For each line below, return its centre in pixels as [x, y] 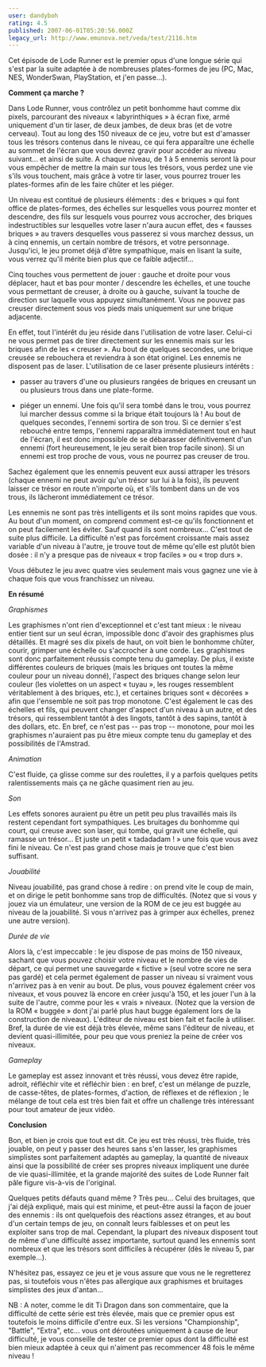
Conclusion [28, 1125]
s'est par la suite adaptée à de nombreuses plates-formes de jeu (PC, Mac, [131, 69]
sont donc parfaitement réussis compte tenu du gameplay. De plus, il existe [131, 659]
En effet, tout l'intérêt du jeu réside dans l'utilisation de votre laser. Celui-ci [130, 332]
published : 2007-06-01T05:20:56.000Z [71, 30]
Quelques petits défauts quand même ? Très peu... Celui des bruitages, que [132, 1198]
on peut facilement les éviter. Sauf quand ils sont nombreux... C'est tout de [130, 530]
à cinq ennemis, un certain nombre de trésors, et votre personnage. [119, 242]
